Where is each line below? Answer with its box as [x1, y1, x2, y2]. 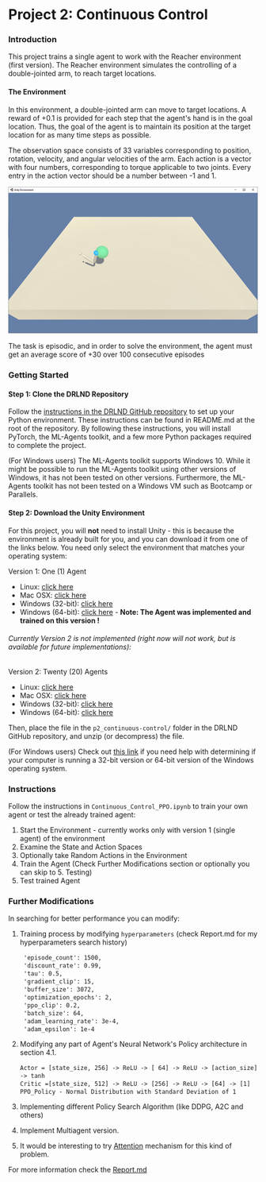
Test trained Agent [19, 876, 81, 886]
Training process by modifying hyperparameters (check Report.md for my [19, 929, 258, 939]
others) [19, 1111, 44, 1120]
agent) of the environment [19, 834, 105, 844]
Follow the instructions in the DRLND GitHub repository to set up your [8, 407, 235, 416]
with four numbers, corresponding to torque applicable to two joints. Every [8, 162, 252, 172]
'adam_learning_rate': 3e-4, [23, 1018, 120, 1026]
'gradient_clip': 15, [23, 978, 95, 986]
